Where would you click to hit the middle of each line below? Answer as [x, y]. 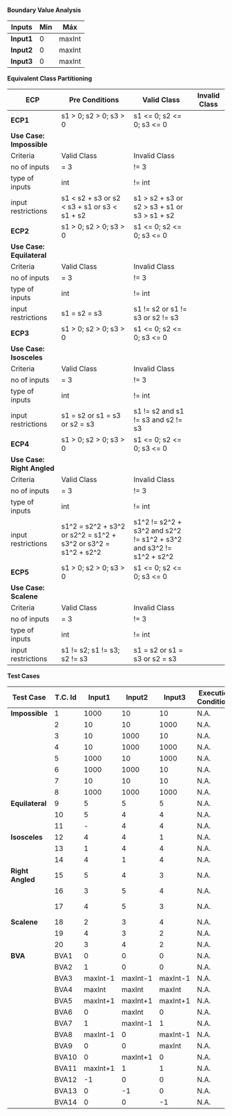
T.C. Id [66, 697]
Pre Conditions [94, 100]
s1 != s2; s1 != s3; [90, 650]
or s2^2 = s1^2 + [89, 535]
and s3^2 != [153, 548]
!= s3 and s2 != [158, 420]
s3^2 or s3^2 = [86, 543]
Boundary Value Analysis [44, 10]
